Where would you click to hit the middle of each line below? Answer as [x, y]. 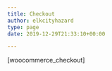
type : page [23, 27]
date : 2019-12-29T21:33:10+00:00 [56, 34]
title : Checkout [31, 14]
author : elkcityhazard [41, 21]
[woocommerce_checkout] [46, 60]
